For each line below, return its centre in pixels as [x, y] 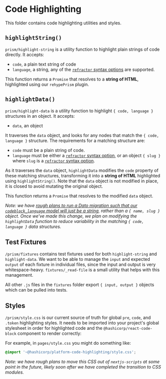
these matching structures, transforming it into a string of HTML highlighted [83, 175]
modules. [15, 372]
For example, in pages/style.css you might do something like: [68, 343]
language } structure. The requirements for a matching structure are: [75, 141]
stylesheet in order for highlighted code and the [54, 328]
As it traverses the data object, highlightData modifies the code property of [82, 170]
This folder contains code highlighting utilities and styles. [63, 23]
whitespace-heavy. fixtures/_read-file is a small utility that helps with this [83, 270]
